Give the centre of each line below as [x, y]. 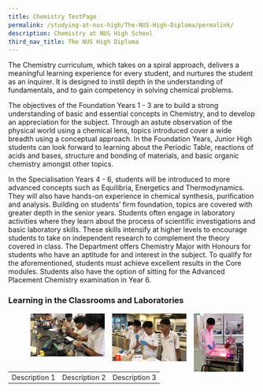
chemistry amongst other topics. [61, 164]
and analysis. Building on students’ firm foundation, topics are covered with [130, 204]
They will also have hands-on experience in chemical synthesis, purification [131, 196]
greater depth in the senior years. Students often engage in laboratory [122, 213]
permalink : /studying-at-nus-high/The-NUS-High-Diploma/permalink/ [121, 25]
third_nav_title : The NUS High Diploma [74, 42]
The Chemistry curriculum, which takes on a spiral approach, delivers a [124, 65]
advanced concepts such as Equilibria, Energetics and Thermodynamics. [126, 188]
